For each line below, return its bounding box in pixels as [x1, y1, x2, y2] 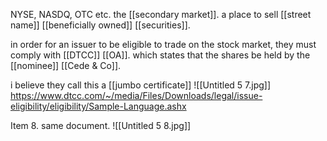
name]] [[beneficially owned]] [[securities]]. [10, 19, 191, 31]
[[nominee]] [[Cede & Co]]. [10, 60, 122, 71]
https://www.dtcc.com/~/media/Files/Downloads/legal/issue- [10, 90, 263, 101]
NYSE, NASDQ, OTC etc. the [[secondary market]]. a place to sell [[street [10, 9, 312, 20]
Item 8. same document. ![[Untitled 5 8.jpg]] [10, 120, 192, 131]
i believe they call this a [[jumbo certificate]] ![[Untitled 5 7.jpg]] [10, 79, 272, 91]
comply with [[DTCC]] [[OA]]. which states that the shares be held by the [10, 49, 311, 61]
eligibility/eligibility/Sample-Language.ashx [10, 100, 187, 112]
